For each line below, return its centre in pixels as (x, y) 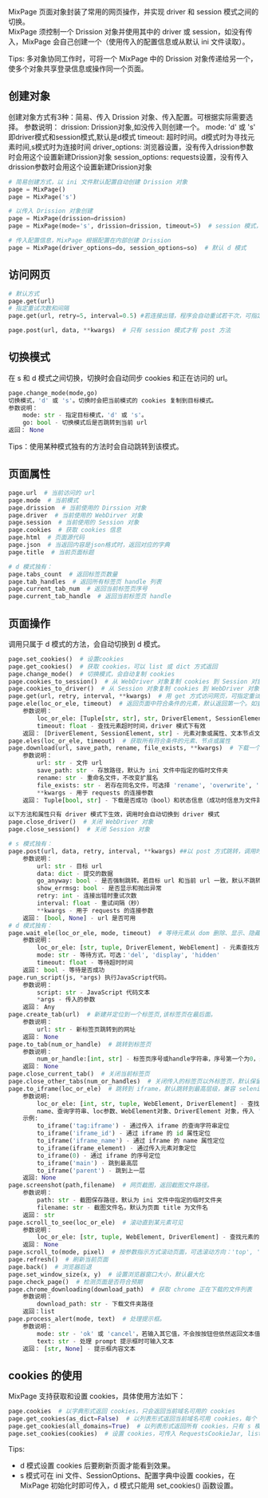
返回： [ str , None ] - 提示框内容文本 (79, 1349)
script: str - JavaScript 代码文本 (93, 993)
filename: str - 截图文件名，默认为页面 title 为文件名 (123, 1207)
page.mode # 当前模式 (43, 500)
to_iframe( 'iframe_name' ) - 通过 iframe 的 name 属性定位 (131, 1141)
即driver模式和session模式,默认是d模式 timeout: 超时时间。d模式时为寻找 (128, 137)
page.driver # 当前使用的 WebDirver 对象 (76, 515)
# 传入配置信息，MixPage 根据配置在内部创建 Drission (90, 241)
